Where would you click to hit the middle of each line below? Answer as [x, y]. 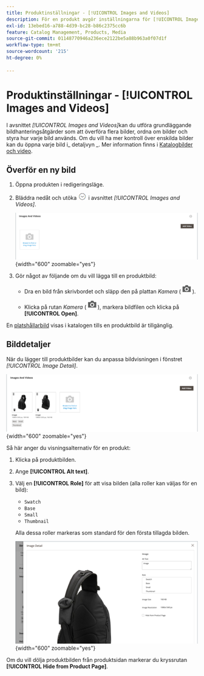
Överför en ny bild [41, 170]
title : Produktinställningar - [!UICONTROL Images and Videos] [88, 13]
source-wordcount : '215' [38, 52]
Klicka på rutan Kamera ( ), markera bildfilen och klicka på [102, 307]
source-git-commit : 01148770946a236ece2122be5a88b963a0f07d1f [87, 39]
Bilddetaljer [29, 344]
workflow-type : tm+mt [34, 45]
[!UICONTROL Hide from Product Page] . [57, 666]
